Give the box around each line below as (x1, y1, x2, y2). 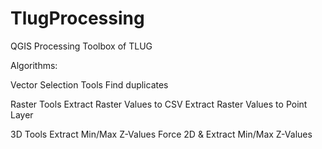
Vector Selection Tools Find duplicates (10, 78, 169, 91)
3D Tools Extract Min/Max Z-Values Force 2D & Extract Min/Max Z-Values (10, 128, 313, 140)
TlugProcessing (10, 7, 145, 30)
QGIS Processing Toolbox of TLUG (10, 40, 153, 52)
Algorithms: (10, 59, 58, 71)
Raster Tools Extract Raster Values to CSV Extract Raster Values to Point (10, 98, 308, 110)
